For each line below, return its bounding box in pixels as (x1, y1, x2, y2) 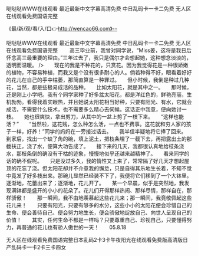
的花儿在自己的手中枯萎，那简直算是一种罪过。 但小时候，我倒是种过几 (6, 76, 184, 83)
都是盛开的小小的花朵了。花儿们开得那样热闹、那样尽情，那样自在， (21, 187, 187, 193)
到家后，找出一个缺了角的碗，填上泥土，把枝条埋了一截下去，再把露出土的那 (6, 135, 192, 142)
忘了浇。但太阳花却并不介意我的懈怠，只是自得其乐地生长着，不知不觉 (21, 165, 192, 172)
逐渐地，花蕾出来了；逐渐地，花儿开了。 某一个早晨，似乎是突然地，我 (6, 179, 184, 186)
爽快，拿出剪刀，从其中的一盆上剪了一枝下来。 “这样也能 (39, 113, 184, 120)
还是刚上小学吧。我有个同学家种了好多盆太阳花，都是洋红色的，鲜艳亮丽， (6, 91, 187, 98)
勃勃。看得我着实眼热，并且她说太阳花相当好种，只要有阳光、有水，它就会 (11, 99, 192, 105)
